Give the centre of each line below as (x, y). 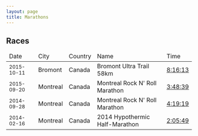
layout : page (22, 11)
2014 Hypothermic (123, 117)
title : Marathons (27, 17)
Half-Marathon (118, 124)
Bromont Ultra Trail (123, 67)
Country (80, 57)
